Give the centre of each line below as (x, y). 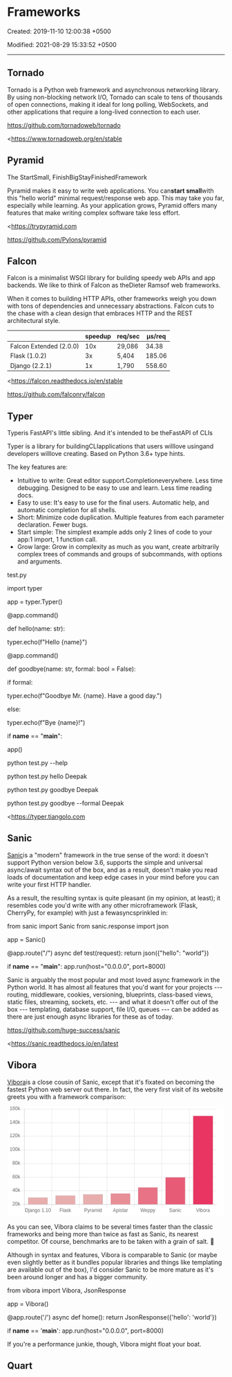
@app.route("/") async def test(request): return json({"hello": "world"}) (108, 953)
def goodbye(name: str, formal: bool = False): (71, 669)
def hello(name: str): (36, 629)
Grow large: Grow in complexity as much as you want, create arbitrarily (118, 546)
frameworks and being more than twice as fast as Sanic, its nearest (103, 1234)
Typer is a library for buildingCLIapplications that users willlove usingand (110, 446)
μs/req (156, 336)
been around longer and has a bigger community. (77, 1277)
